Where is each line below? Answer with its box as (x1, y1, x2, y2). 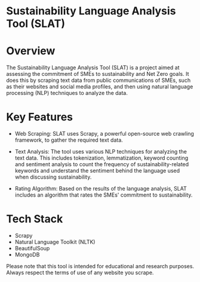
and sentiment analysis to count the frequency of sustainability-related (14, 161, 189, 168)
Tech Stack (6, 212, 63, 226)
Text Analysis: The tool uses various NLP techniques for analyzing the (14, 148, 187, 155)
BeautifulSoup (14, 245, 50, 252)
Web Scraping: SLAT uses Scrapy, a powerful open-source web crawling (14, 130, 194, 137)
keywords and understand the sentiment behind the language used (14, 167, 180, 174)
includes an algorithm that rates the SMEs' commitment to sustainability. (14, 191, 193, 198)
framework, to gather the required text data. (14, 136, 124, 144)
